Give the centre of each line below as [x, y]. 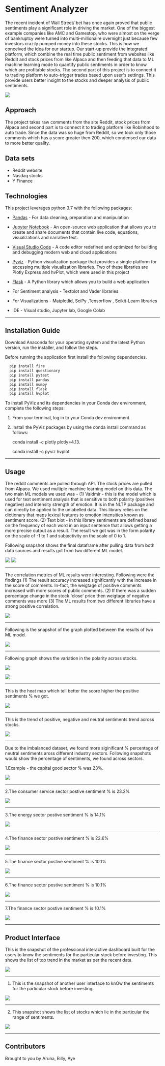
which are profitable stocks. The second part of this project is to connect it [81, 69]
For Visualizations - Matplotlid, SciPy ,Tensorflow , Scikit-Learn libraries [84, 301]
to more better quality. [27, 143]
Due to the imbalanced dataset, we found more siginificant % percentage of [82, 748]
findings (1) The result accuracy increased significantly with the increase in [81, 580]
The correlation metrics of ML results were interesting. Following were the [80, 575]
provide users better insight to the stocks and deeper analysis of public [77, 80]
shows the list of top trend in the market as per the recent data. [69, 960]
